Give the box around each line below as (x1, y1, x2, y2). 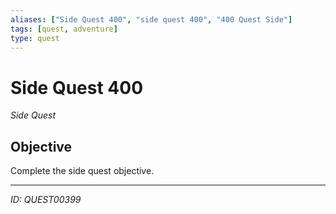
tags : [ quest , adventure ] (10, 24, 118, 34)
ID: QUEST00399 (10, 194, 82, 206)
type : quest (10, 33, 60, 43)
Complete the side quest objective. (10, 165, 155, 177)
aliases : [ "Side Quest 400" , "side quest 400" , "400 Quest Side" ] (10, 14, 293, 25)
